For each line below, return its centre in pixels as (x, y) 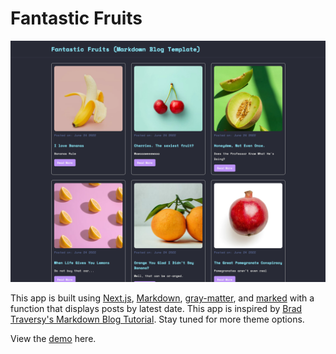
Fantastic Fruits (76, 18)
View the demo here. (53, 338)
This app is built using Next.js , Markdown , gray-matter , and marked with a (162, 298)
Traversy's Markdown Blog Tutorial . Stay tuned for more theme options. (157, 319)
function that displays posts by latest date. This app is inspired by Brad (156, 308)
